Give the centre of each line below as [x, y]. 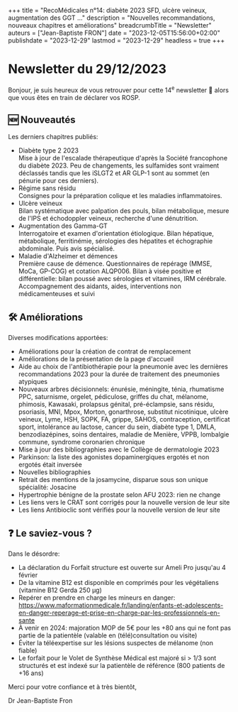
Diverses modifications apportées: [58, 338]
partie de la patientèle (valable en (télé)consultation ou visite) [108, 635]
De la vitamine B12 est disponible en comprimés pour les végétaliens [118, 583]
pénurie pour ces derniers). [58, 181]
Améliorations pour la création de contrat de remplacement [104, 351]
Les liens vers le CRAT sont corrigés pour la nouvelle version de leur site [124, 503]
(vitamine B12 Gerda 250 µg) [60, 590]
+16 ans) [31, 673]
